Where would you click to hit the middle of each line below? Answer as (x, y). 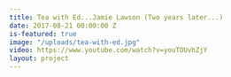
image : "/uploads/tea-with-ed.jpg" (75, 42)
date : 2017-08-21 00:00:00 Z (63, 26)
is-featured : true (43, 34)
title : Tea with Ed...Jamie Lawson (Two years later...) (116, 17)
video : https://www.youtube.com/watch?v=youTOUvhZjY (108, 50)
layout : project (39, 58)
